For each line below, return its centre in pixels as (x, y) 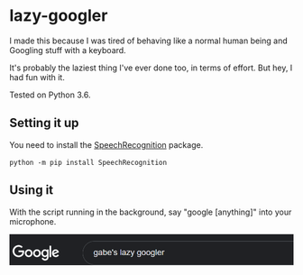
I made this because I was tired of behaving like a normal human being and (149, 41)
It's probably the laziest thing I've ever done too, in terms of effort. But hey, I (151, 68)
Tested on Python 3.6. (50, 95)
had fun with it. (37, 77)
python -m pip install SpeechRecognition (88, 162)
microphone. (33, 221)
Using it (32, 190)
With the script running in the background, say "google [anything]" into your (151, 212)
